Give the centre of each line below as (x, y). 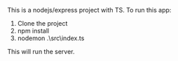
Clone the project (42, 23)
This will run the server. (41, 52)
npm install (33, 31)
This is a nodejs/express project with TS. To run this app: (89, 10)
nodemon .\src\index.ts (51, 38)
